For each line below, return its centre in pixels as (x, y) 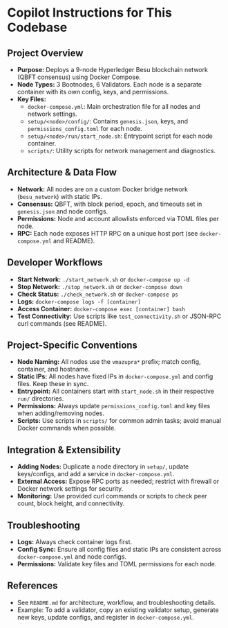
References (32, 586)
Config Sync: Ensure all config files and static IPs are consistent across (119, 550)
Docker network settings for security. (70, 489)
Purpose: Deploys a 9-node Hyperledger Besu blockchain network (113, 70)
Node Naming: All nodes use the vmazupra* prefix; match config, (109, 362)
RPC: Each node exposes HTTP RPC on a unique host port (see (107, 233)
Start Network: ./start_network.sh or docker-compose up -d (103, 279)
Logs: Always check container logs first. (75, 542)
